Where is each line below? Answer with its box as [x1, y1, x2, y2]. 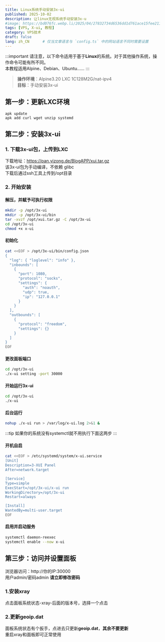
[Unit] [5, 458, 19, 463]
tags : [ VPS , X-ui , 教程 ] [5, 26, 55, 30]
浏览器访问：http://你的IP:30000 [5, 568, 71, 574]
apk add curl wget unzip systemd [5, 115, 74, 120]
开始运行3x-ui [5, 382, 33, 388]
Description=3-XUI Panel [5, 463, 56, 468]
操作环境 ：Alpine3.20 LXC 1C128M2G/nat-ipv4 [17, 76, 112, 81]
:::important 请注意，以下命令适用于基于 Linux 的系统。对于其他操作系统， [5, 53, 153, 59]
